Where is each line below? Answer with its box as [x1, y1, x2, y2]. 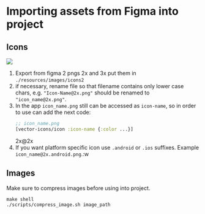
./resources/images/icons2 [15, 77, 84, 83]
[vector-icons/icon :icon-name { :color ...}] [15, 126, 133, 132]
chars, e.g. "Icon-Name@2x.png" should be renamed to [15, 89, 150, 96]
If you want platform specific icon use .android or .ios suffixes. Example [15, 143, 199, 151]
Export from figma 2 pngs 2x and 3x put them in [15, 69, 136, 77]
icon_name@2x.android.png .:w [15, 150, 89, 158]
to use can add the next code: [15, 109, 91, 116]
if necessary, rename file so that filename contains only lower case [15, 83, 184, 90]
